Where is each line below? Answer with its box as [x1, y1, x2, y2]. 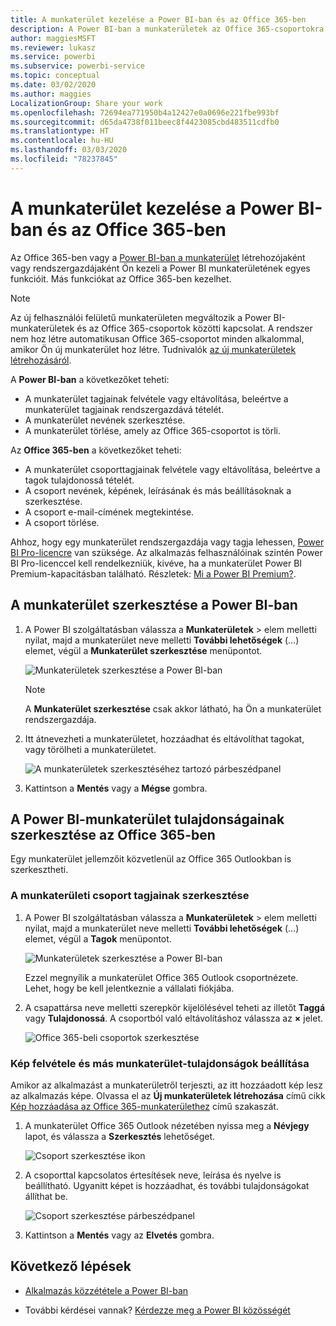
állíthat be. [24, 1190, 68, 1202]
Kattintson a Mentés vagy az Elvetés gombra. [24, 1229, 215, 1241]
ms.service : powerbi [10, 52, 97, 62]
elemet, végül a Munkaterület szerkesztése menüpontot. [24, 644, 263, 656]
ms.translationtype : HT [10, 126, 110, 136]
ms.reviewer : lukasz [10, 42, 97, 53]
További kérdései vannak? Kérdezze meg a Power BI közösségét [24, 1304, 291, 1316]
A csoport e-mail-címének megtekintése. [24, 506, 195, 518]
